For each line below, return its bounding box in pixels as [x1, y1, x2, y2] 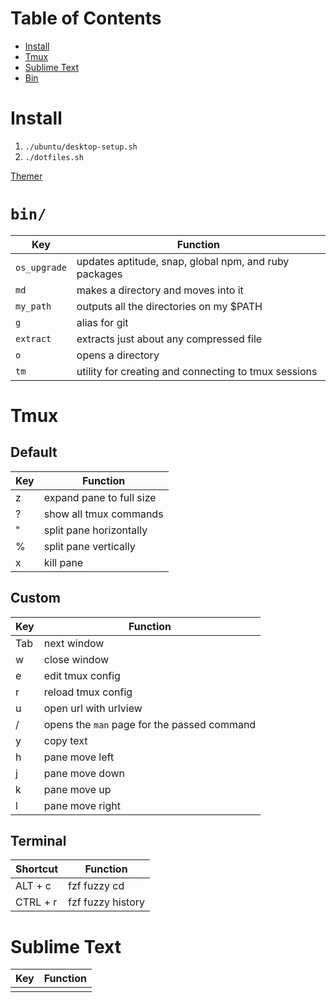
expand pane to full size [43, 490, 157, 504]
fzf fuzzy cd [68, 879, 125, 893]
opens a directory [76, 348, 160, 362]
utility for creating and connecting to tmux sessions [76, 364, 318, 378]
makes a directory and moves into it [76, 283, 244, 297]
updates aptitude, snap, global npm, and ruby [76, 254, 290, 268]
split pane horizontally [43, 523, 148, 537]
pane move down [43, 766, 126, 780]
